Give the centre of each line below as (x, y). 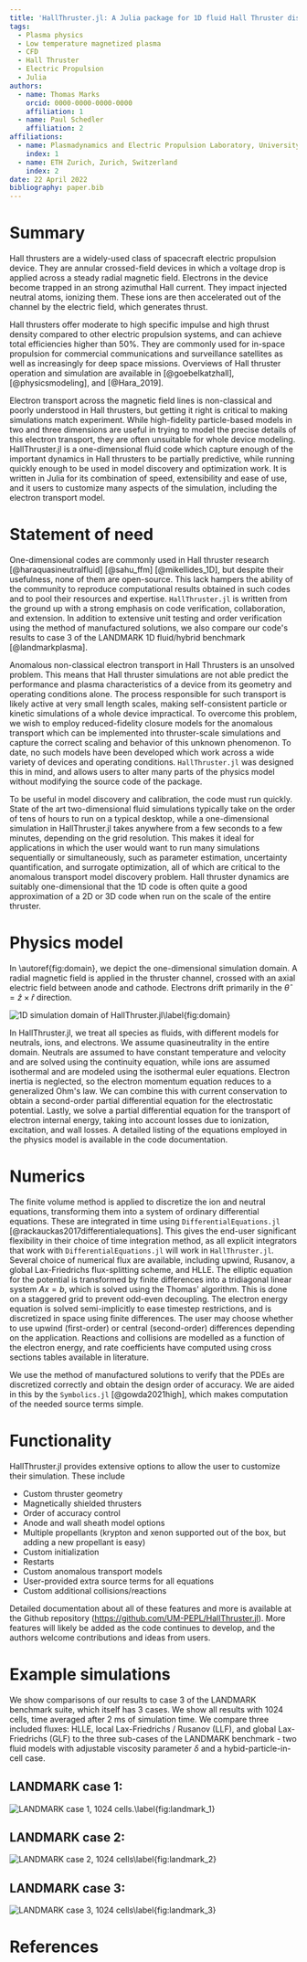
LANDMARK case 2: (68, 1837)
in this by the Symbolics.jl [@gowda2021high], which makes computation (149, 1394)
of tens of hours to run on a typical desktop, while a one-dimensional (139, 818)
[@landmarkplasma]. (49, 647)
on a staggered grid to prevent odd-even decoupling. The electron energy (148, 1299)
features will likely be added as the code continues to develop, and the (143, 1628)
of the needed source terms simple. (77, 1404)
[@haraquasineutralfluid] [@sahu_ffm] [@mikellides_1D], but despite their (147, 569)
